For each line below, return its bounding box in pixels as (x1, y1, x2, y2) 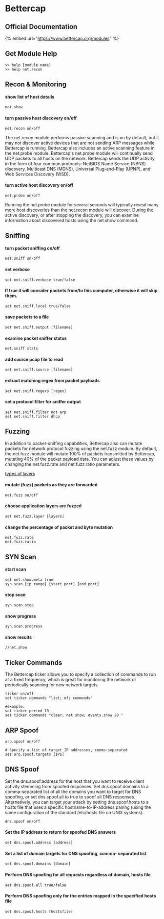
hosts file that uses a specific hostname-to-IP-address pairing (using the (5, 804, 151, 810)
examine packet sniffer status (5, 335, 67, 341)
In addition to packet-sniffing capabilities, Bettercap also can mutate (5, 440, 143, 446)
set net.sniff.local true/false (5, 303, 71, 309)
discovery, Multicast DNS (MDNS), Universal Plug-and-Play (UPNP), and (5, 166, 151, 172)
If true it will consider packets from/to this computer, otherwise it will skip (5, 288, 158, 294)
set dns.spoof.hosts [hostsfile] (5, 909, 73, 914)
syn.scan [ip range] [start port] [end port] (5, 581, 99, 586)
